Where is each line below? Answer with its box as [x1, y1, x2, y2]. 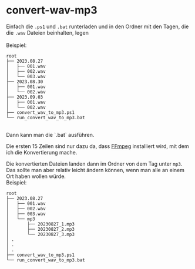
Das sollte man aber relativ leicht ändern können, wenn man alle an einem [6, 166, 185, 173]
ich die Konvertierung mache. [6, 149, 78, 156]
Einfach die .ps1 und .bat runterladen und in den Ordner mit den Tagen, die [6, 23, 189, 30]
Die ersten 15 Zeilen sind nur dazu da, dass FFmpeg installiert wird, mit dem [6, 142, 189, 150]
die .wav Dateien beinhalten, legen [6, 29, 89, 36]
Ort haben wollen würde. [6, 173, 66, 180]
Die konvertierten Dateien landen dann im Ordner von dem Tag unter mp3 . [6, 160, 183, 167]
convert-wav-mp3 [6, 4, 97, 17]
